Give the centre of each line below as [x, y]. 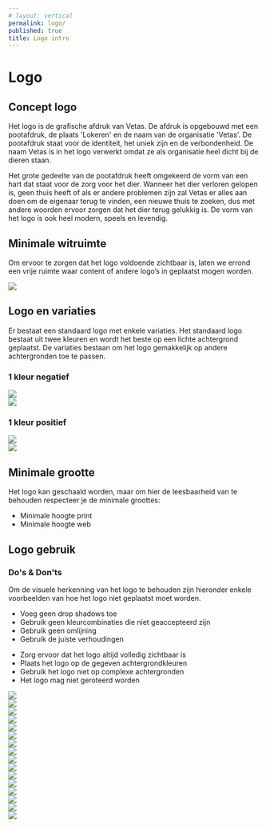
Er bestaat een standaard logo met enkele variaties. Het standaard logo [125, 330]
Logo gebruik [42, 549]
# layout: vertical [41, 16]
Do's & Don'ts [35, 572]
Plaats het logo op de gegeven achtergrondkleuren [103, 663]
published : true [35, 30]
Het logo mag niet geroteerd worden [79, 680]
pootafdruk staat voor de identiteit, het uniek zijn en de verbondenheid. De [131, 143]
